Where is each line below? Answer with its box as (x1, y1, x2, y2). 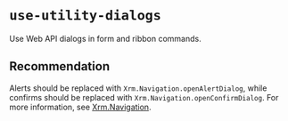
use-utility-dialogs (9, 7, 162, 24)
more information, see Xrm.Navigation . (9, 101, 152, 112)
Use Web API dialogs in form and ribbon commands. (9, 33, 202, 44)
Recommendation (9, 59, 110, 74)
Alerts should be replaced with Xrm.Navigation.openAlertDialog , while (9, 83, 267, 93)
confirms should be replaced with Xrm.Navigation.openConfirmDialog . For (9, 92, 279, 102)
